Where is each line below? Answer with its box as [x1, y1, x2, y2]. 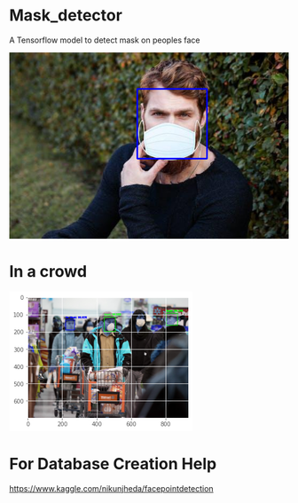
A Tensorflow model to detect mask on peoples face [9, 35, 201, 45]
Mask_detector [9, 5, 122, 26]
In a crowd [9, 262, 87, 282]
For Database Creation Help [9, 454, 217, 475]
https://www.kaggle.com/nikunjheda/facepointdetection [9, 483, 215, 493]
